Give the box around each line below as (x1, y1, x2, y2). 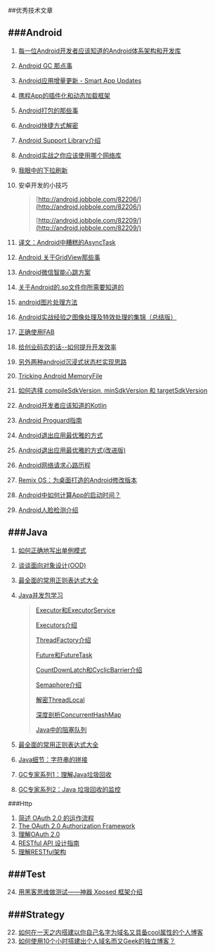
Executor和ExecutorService (35, 605, 116, 614)
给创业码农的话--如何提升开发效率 (18, 342, 117, 351)
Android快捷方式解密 (18, 121, 79, 129)
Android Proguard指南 (18, 416, 83, 424)
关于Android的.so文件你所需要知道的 (18, 283, 124, 291)
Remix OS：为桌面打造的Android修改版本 (18, 475, 138, 484)
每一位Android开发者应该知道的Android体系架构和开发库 (18, 46, 181, 55)
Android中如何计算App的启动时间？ (18, 491, 122, 499)
